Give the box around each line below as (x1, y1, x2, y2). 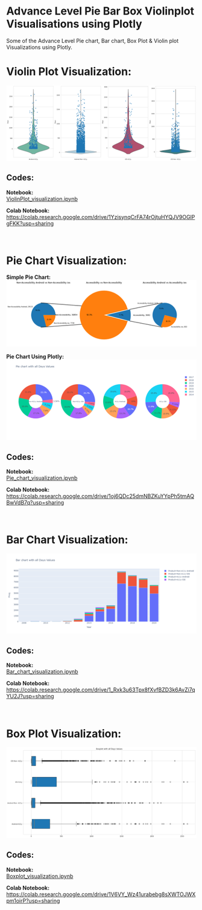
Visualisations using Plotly (6, 17, 143, 31)
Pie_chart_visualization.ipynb (6, 474, 78, 482)
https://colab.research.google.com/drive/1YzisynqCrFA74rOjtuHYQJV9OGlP (6, 213, 195, 220)
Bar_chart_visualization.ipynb (6, 668, 78, 675)
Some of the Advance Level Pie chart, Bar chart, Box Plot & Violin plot (6, 37, 179, 44)
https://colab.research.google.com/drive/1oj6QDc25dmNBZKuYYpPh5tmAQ (6, 493, 195, 500)
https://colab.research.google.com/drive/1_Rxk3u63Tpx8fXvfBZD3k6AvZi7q (6, 686, 195, 693)
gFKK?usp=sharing (6, 220, 54, 227)
